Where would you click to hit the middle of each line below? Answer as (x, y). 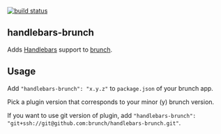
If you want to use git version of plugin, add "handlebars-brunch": (102, 115)
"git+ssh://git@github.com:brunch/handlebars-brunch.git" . (94, 123)
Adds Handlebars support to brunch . (60, 50)
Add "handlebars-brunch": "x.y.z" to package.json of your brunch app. (110, 88)
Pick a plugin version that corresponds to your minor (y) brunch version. (111, 102)
